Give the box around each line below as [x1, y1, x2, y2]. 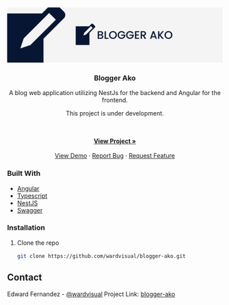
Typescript [16, 191, 48, 200]
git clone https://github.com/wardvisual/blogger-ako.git [16, 252, 186, 259]
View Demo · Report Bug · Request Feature [54, 152, 176, 160]
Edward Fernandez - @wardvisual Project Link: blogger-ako [7, 290, 176, 298]
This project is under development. [66, 109, 164, 118]
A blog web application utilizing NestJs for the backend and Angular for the [9, 89, 221, 97]
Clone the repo [16, 239, 59, 247]
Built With [7, 169, 41, 178]
